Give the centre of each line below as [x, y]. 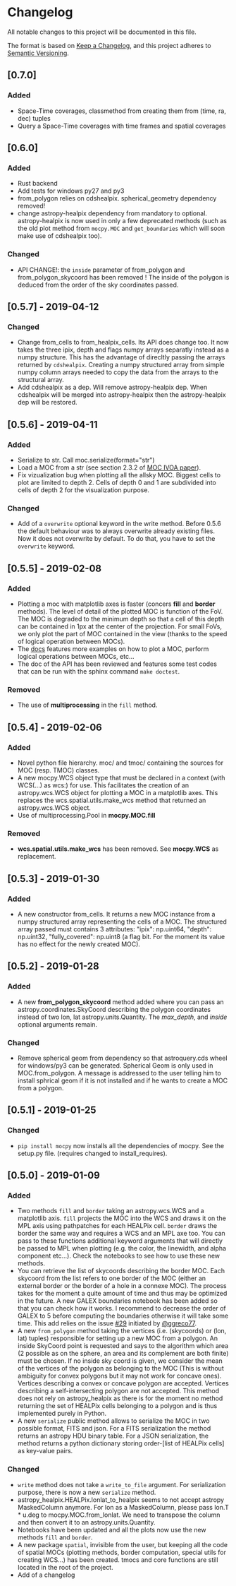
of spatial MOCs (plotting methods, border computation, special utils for [122, 1552]
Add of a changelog [46, 1575]
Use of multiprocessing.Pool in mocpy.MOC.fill [86, 815]
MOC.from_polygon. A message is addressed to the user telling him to [119, 1073]
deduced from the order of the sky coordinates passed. [98, 285]
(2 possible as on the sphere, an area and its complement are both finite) [123, 1354]
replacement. [37, 857]
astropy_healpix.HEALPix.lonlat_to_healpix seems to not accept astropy [120, 1499]
